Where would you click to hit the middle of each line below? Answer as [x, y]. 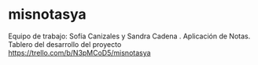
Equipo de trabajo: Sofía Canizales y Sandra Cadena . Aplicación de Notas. [129, 36]
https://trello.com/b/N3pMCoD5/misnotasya [79, 52]
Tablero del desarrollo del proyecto [65, 44]
